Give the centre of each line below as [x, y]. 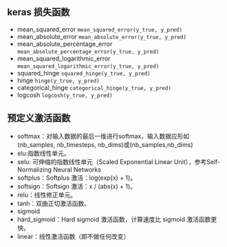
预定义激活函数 [39, 118]
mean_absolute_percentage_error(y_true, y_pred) [88, 51]
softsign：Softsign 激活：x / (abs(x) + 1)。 [76, 186]
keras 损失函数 [39, 12]
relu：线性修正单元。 [47, 195]
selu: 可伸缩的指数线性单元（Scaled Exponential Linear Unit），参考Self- [119, 162]
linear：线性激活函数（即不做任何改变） [73, 236]
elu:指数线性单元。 [43, 153]
